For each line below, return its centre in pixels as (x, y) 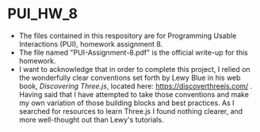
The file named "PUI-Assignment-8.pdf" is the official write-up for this (134, 52)
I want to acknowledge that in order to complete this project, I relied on (134, 69)
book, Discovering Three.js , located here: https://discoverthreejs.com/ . (136, 86)
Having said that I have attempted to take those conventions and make (134, 94)
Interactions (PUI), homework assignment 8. (91, 43)
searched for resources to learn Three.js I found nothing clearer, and (131, 111)
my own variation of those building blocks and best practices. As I (126, 103)
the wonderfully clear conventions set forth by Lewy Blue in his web (130, 77)
